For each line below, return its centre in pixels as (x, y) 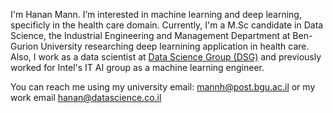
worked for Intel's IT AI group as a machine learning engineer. (137, 67)
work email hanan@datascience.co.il (86, 97)
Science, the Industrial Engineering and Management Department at (150, 35)
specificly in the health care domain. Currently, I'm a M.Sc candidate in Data (167, 25)
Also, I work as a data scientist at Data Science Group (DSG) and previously (166, 57)
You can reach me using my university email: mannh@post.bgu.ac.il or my (163, 87)
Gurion (24, 46)
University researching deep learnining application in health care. (175, 46)
